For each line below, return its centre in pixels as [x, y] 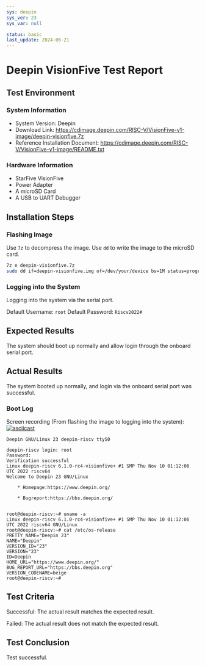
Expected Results [40, 331]
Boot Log [20, 408]
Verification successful [38, 461]
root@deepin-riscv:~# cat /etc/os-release [61, 530]
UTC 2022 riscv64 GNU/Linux [42, 525]
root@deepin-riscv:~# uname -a [46, 514]
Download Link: [35, 130]
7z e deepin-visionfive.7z [41, 265]
